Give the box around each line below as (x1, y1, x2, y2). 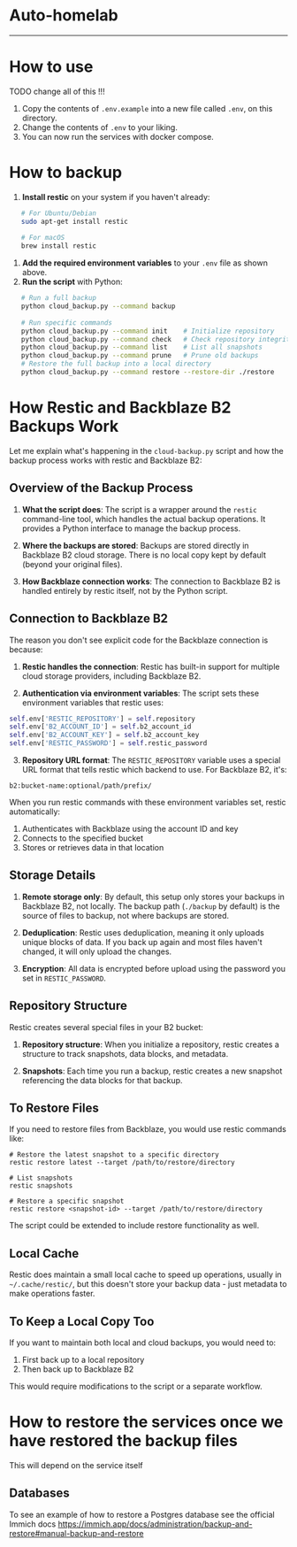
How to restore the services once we (9, 1412, 284, 1432)
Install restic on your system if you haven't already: (21, 191, 210, 202)
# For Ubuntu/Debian (20, 209, 97, 218)
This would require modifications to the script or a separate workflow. (9, 1382, 263, 1392)
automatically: (9, 806, 60, 817)
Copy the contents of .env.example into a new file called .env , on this (21, 103, 273, 113)
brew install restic (20, 242, 97, 250)
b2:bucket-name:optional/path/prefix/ (9, 781, 152, 790)
